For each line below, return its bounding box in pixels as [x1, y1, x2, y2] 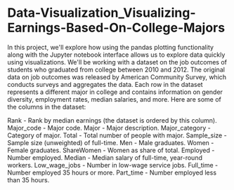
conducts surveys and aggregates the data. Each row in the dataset [7, 80, 203, 88]
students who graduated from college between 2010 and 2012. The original [7, 65, 225, 74]
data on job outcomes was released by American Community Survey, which [7, 72, 227, 81]
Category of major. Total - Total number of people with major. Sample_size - [7, 131, 227, 140]
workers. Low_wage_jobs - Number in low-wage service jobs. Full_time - [7, 161, 219, 169]
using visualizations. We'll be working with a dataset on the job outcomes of [7, 57, 227, 66]
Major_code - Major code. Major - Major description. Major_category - [7, 123, 211, 132]
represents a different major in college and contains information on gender [7, 88, 223, 96]
